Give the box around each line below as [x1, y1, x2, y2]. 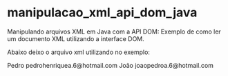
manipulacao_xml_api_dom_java [7, 5, 198, 21]
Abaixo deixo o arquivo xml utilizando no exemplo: [7, 48, 151, 56]
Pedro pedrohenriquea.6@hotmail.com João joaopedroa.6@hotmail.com [7, 61, 214, 69]
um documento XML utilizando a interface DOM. [7, 34, 145, 42]
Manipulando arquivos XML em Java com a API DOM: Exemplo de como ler [7, 27, 221, 36]
